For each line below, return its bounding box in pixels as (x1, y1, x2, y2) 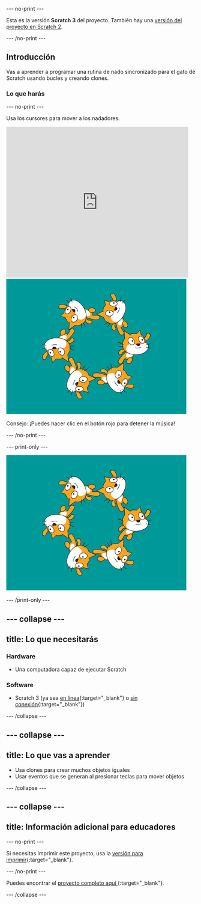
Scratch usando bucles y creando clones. (6, 74, 109, 82)
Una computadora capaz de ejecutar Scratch (14, 666, 127, 673)
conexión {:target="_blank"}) (14, 701, 85, 708)
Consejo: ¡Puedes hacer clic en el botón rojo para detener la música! (6, 420, 176, 427)
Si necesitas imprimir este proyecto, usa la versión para (6, 849, 143, 857)
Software (6, 681, 34, 690)
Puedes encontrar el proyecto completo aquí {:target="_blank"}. (6, 879, 164, 887)
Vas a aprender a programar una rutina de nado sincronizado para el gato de (6, 68, 196, 75)
